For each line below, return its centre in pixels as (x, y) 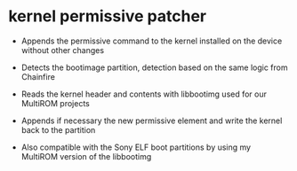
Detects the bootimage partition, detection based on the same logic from (154, 67)
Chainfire (38, 76)
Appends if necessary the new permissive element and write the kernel (152, 120)
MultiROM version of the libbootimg (86, 156)
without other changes (62, 50)
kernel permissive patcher (108, 16)
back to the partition (58, 129)
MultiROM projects (55, 103)
